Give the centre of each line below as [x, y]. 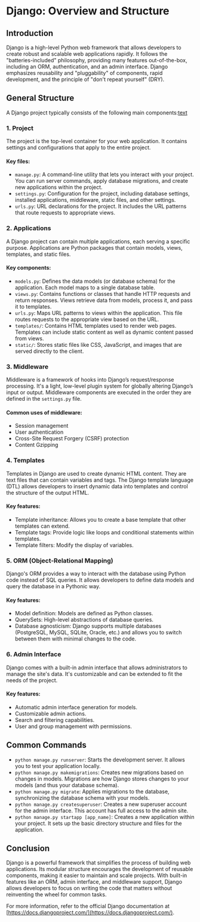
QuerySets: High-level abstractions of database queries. [84, 620]
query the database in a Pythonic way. [53, 587]
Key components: [29, 268]
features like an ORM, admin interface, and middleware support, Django [94, 882]
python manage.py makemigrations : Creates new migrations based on [99, 772]
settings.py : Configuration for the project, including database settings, [102, 194]
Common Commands [46, 745]
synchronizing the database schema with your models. [82, 797]
